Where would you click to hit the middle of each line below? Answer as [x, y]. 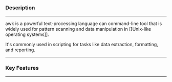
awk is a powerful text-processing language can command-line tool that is [84, 24]
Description [20, 8]
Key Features [22, 68]
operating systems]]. [27, 34]
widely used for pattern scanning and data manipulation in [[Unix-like [78, 29]
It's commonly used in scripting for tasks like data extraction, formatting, [82, 45]
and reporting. [20, 50]
